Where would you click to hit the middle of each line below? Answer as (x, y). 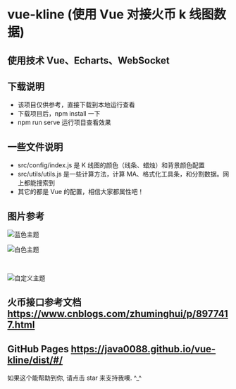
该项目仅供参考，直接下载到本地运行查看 (76, 105)
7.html (21, 325)
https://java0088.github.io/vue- (143, 349)
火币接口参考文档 (44, 303)
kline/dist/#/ (35, 360)
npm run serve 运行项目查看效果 (64, 122)
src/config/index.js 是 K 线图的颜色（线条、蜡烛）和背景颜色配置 (111, 165)
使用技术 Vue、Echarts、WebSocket (89, 60)
